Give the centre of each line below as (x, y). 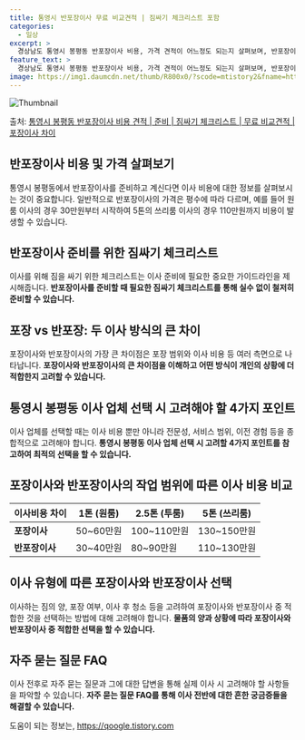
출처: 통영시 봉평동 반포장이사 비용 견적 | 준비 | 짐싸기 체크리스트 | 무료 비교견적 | (152, 121)
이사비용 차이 (40, 513)
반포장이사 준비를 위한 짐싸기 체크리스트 (114, 253)
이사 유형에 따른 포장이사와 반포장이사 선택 (121, 583)
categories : (32, 26)
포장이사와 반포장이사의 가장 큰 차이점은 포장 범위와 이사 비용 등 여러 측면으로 (146, 354)
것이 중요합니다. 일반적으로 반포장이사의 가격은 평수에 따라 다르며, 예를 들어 (152, 199)
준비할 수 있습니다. (42, 299)
